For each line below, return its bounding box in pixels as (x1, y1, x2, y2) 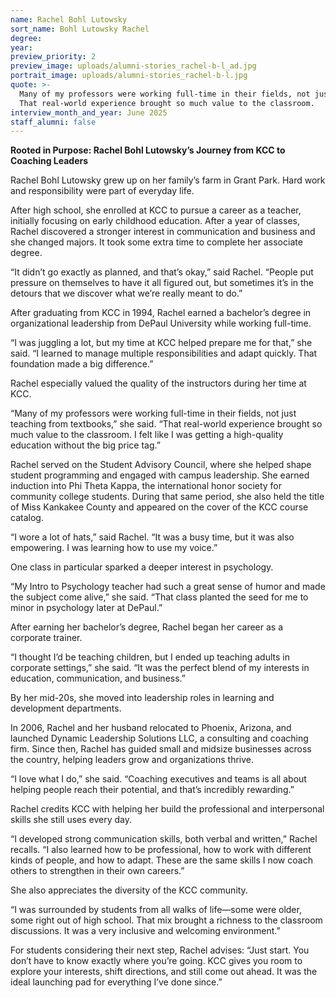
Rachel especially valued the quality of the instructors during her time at (10, 377, 307, 390)
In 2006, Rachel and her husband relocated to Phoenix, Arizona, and (10, 722, 292, 734)
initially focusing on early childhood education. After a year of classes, (10, 215, 300, 227)
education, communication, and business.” (10, 672, 186, 685)
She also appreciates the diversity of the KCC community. (10, 884, 248, 896)
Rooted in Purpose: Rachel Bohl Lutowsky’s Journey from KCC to (10, 144, 286, 156)
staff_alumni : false (10, 117, 97, 127)
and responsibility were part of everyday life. (10, 185, 195, 197)
